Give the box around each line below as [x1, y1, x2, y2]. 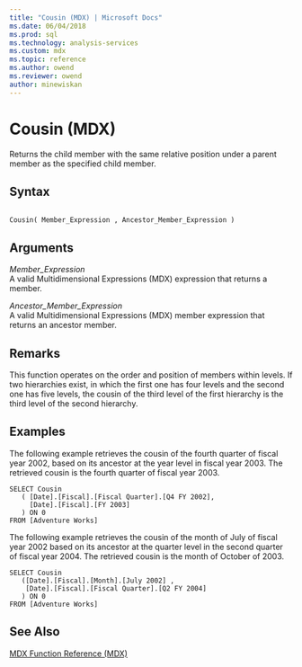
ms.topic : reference [9, 55, 87, 64]
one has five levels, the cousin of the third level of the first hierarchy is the [9, 388, 284, 399]
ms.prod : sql [9, 30, 58, 39]
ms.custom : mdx [9, 47, 67, 56]
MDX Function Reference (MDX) [9, 648, 129, 659]
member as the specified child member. [9, 158, 156, 169]
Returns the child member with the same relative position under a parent [9, 148, 277, 159]
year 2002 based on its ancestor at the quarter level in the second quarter [9, 541, 283, 552]
